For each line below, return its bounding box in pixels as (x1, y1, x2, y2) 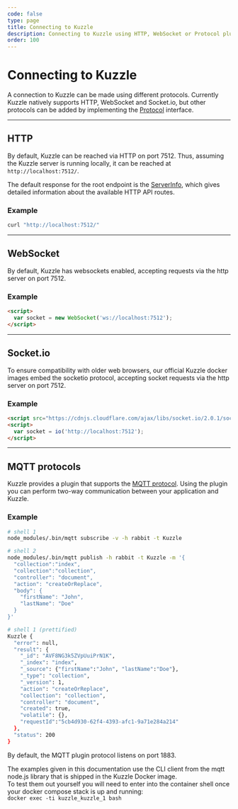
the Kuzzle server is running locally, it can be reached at (7, 159, 171, 167)
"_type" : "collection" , (20, 672, 91, 679)
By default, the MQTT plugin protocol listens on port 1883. (7, 751, 177, 759)
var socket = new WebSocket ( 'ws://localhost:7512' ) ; (13, 314, 173, 322)
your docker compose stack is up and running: (7, 787, 144, 796)
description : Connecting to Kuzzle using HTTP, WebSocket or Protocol (7, 30, 220, 38)
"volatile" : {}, (20, 712, 69, 719)
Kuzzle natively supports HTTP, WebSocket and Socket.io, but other (7, 98, 206, 107)
